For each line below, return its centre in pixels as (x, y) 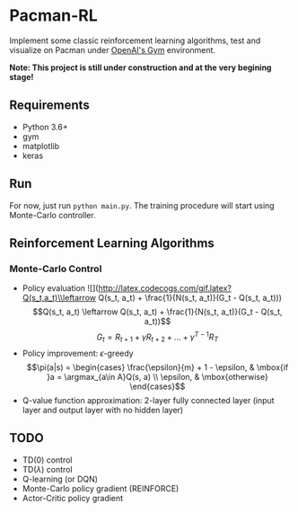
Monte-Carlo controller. (53, 215)
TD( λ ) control (48, 469)
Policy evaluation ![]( (60, 288)
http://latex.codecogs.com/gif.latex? (165, 288)
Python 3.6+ (45, 127)
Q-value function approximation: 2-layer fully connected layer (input (149, 400)
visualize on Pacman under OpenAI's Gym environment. (113, 49)
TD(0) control (47, 460)
